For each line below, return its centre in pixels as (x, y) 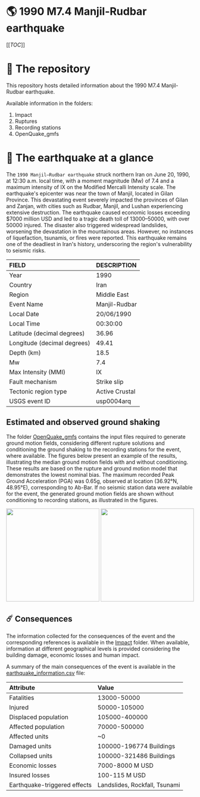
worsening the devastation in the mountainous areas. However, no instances (100, 231)
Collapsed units (31, 756)
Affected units (29, 737)
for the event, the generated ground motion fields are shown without (90, 494)
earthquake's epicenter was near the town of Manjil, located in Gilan (90, 193)
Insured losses (29, 776)
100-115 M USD (121, 776)
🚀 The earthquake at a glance (80, 158)
